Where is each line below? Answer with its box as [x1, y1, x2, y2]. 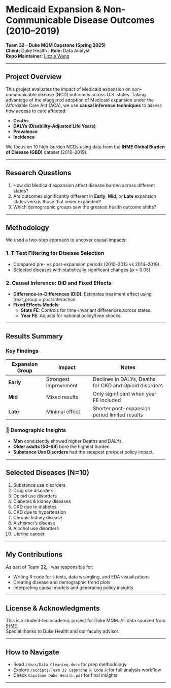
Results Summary [6, 332, 63, 341]
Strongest [46, 376, 70, 383]
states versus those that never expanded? [13, 198, 101, 204]
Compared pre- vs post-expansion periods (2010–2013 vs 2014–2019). [13, 261, 161, 267]
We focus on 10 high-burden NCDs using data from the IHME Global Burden [6, 144, 165, 150]
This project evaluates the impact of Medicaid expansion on [6, 86, 131, 92]
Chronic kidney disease [13, 514, 63, 520]
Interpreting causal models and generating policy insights [13, 585, 133, 591]
